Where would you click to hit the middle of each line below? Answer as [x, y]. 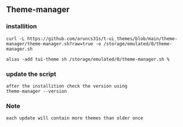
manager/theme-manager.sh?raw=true [50, 44]
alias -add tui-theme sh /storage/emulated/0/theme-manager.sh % [88, 59]
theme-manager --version [36, 91]
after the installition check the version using [67, 86]
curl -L [16, 39]
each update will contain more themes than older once [75, 118]
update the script [31, 74]
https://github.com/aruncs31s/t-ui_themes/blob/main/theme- [102, 39]
